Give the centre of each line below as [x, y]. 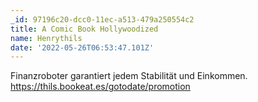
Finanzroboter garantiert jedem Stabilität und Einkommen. [129, 76]
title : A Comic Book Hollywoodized [84, 29]
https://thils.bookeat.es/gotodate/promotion [100, 87]
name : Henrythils [46, 38]
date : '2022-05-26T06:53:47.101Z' [82, 47]
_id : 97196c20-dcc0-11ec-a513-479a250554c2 [102, 19]
